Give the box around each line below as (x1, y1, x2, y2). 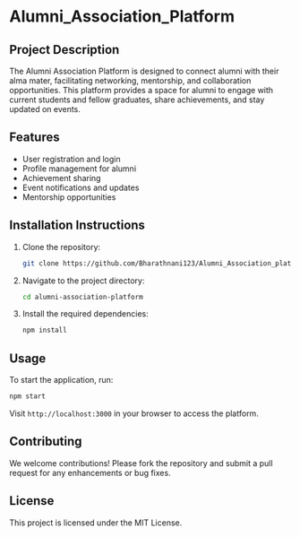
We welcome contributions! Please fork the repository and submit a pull (9, 457, 273, 468)
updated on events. (9, 104, 81, 114)
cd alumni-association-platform (21, 292, 143, 301)
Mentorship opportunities (21, 191, 116, 203)
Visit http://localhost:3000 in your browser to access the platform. (9, 408, 260, 419)
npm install (21, 325, 67, 335)
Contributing (9, 434, 82, 449)
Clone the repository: (21, 241, 101, 252)
